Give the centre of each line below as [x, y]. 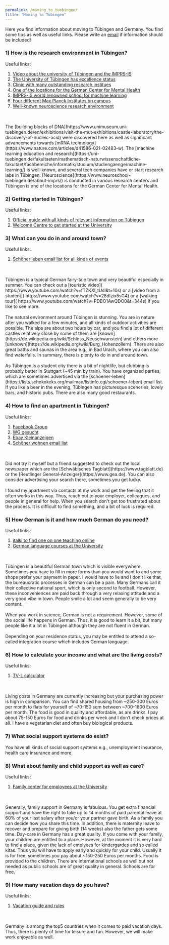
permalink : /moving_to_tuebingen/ [42, 10]
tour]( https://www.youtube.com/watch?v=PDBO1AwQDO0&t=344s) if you [82, 301]
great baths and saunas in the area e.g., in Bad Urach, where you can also [82, 349]
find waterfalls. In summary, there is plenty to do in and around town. [77, 355]
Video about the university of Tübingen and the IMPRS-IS [72, 73]
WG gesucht [25, 432]
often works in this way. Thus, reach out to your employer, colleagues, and [83, 496]
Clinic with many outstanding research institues [62, 85]
